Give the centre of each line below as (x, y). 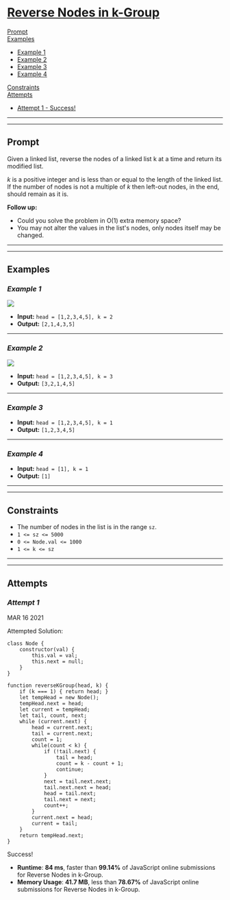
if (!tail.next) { (70, 751)
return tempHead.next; (52, 835)
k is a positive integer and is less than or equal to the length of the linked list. (115, 179)
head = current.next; (63, 727)
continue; (70, 769)
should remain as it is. (38, 194)
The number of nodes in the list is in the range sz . (87, 527)
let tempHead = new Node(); (59, 697)
